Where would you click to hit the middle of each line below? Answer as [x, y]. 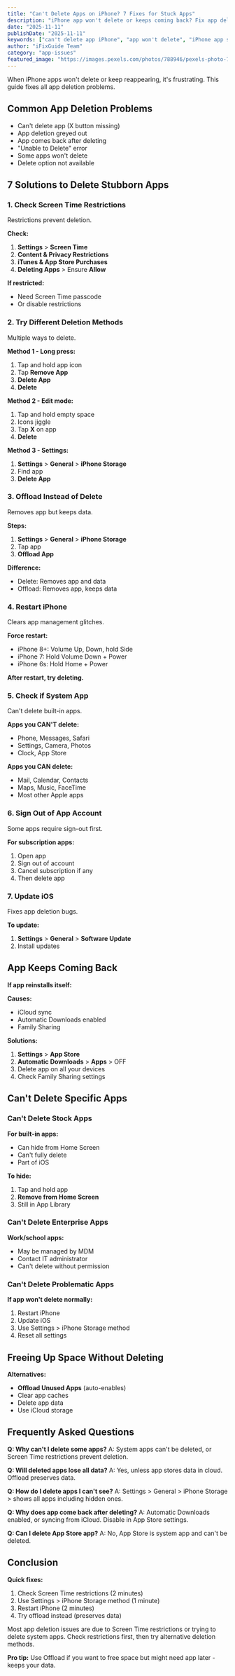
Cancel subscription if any [55, 870]
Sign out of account [46, 863]
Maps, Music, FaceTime [51, 788]
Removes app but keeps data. [50, 511]
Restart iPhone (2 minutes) [56, 1608]
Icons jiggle [34, 422]
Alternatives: [27, 1374]
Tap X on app [37, 429]
